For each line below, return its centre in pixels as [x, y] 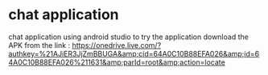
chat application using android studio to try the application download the [129, 37]
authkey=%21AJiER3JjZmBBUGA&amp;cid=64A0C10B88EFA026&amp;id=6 [134, 53]
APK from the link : [39, 45]
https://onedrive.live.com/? [117, 45]
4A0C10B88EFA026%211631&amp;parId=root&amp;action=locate [117, 62]
